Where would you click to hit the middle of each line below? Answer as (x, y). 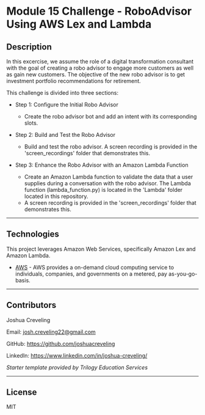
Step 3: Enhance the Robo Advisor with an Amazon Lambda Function (102, 165)
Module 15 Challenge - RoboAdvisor (99, 11)
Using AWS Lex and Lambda (79, 24)
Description (29, 47)
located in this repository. (56, 196)
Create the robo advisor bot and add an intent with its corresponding (110, 116)
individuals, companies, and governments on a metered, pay (91, 274)
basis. (23, 280)
